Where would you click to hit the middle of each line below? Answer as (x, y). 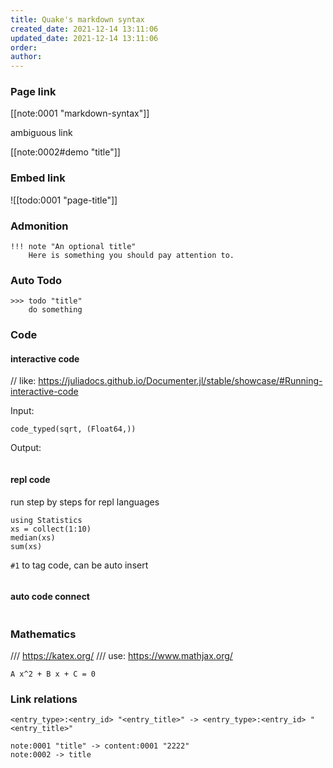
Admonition (39, 226)
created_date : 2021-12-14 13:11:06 (84, 29)
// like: (23, 381)
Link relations (44, 699)
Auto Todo (36, 280)
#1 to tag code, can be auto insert (79, 565)
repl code (30, 480)
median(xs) (33, 537)
